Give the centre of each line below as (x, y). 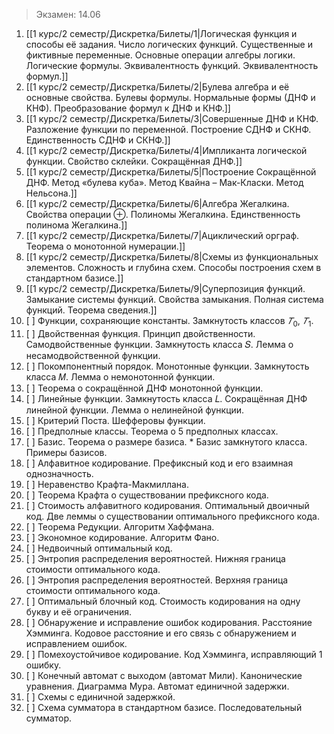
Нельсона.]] (51, 193)
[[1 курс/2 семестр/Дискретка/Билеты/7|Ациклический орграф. (162, 235)
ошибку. (43, 665)
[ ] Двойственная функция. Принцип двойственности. (140, 333)
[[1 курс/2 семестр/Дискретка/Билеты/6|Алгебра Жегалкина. (157, 203)
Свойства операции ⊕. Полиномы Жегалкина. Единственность (163, 214)
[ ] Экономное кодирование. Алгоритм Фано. (122, 537)
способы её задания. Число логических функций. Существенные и (169, 44)
